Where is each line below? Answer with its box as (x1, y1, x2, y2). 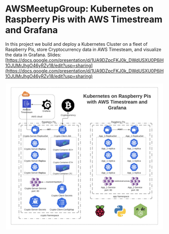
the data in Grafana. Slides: (5, 51, 61, 58)
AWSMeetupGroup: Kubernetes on (5, 3, 154, 15)
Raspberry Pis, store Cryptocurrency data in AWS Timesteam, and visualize (5, 46, 162, 52)
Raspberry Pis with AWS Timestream (5, 14, 162, 25)
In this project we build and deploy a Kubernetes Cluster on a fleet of (5, 41, 148, 47)
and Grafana (5, 25, 58, 36)
